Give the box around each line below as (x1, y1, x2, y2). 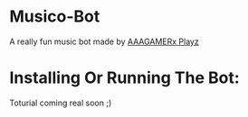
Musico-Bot (9, 6, 100, 27)
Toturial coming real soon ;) (9, 97, 112, 108)
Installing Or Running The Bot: (9, 67, 240, 88)
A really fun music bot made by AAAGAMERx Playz (9, 36, 199, 47)
